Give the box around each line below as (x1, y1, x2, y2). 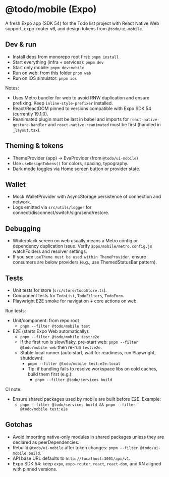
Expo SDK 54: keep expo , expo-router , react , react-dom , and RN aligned (12, 460, 161, 466)
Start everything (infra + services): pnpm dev (12, 59, 104, 65)
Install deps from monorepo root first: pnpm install (12, 54, 119, 60)
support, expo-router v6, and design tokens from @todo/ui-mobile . (5, 25, 143, 31)
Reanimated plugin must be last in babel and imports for (12, 116, 129, 122)
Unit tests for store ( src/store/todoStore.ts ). (12, 287, 107, 293)
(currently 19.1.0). (12, 111, 49, 117)
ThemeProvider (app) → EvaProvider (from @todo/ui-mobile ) (12, 155, 139, 161)
